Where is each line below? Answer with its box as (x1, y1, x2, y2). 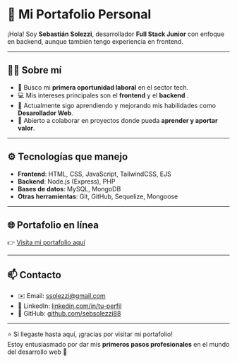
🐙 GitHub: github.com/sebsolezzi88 (17, 309, 121, 318)
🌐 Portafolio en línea (7, 219, 99, 231)
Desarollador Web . (17, 109, 74, 117)
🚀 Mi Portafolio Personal (7, 6, 152, 23)
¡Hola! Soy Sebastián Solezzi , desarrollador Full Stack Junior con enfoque (7, 30, 225, 38)
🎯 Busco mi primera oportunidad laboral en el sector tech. (17, 83, 189, 91)
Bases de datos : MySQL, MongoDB (17, 184, 121, 193)
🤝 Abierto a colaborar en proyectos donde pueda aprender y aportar (17, 116, 218, 124)
